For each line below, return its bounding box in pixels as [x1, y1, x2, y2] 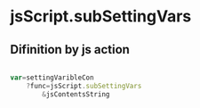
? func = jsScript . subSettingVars [26, 81, 142, 90]
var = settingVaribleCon [10, 73, 94, 82]
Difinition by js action [10, 42, 130, 57]
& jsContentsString [42, 89, 110, 99]
